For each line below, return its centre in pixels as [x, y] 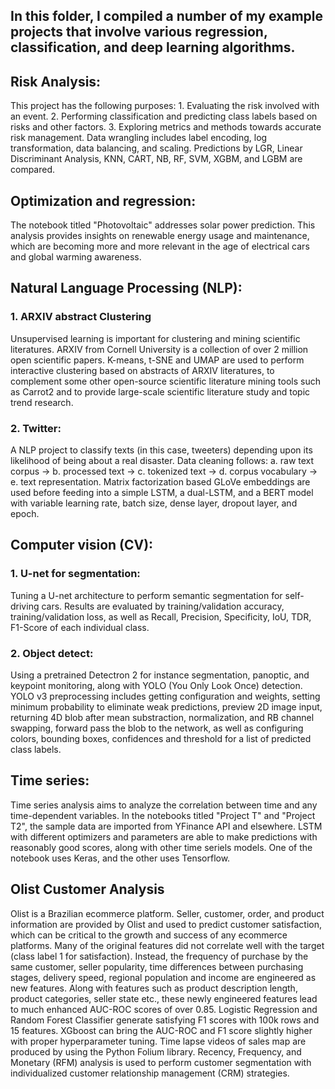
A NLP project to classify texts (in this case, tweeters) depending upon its [161, 450]
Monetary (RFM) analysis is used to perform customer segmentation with [161, 1062]
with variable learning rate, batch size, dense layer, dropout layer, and [154, 503]
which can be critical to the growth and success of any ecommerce [149, 935]
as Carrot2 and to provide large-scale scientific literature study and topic [160, 391]
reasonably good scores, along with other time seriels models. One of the [161, 847]
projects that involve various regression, [139, 32]
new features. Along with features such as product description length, [154, 988]
